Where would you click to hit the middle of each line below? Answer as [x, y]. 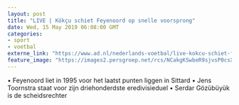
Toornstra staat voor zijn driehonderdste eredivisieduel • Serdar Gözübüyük [118, 88]
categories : [25, 34]
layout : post [27, 14]
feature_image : [30, 60]
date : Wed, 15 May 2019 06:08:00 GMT [63, 27]
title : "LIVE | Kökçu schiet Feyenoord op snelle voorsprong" [101, 21]
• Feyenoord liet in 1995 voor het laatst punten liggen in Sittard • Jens [110, 80]
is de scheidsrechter [37, 95]
